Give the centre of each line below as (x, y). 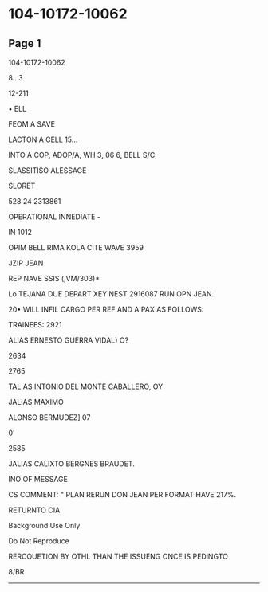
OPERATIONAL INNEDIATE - (55, 217)
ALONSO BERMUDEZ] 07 (49, 418)
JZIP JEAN (26, 263)
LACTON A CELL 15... (43, 139)
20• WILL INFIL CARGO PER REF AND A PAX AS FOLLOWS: (106, 309)
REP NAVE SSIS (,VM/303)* (54, 278)
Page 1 (25, 43)
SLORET (22, 186)
